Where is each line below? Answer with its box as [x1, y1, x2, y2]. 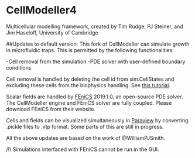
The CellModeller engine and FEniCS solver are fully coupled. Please [6, 99, 172, 106]
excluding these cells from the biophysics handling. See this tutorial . [6, 81, 171, 88]
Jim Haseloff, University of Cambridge [6, 29, 98, 36]
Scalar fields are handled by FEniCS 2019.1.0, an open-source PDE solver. [6, 93, 183, 100]
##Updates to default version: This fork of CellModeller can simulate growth [6, 40, 190, 47]
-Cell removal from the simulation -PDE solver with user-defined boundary [6, 58, 186, 65]
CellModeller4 [6, 4, 77, 17]
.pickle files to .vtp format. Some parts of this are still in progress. [6, 123, 164, 130]
